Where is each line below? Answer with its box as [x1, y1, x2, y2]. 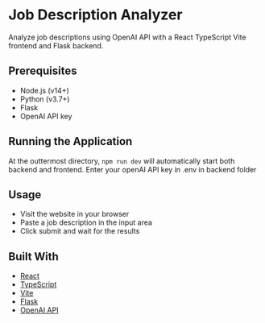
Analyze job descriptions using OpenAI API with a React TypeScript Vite [8, 32, 246, 42]
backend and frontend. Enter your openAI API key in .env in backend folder [8, 164, 257, 174]
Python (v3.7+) [19, 94, 70, 104]
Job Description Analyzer [8, 6, 183, 24]
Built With [8, 250, 59, 263]
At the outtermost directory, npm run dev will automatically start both [8, 155, 235, 166]
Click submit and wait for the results [19, 226, 140, 236]
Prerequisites [8, 64, 77, 78]
